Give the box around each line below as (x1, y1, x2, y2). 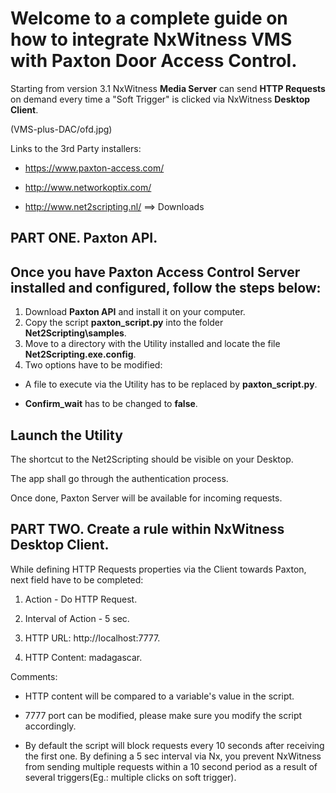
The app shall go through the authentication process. (10, 472, 229, 484)
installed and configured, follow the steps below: (10, 279, 322, 296)
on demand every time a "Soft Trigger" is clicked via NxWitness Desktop (10, 93, 311, 105)
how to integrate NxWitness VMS (10, 28, 293, 51)
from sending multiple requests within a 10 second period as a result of (24, 760, 318, 772)
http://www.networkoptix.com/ (24, 181, 152, 193)
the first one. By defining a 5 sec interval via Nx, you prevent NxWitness (24, 750, 322, 762)
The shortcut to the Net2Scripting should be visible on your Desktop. (10, 453, 294, 465)
